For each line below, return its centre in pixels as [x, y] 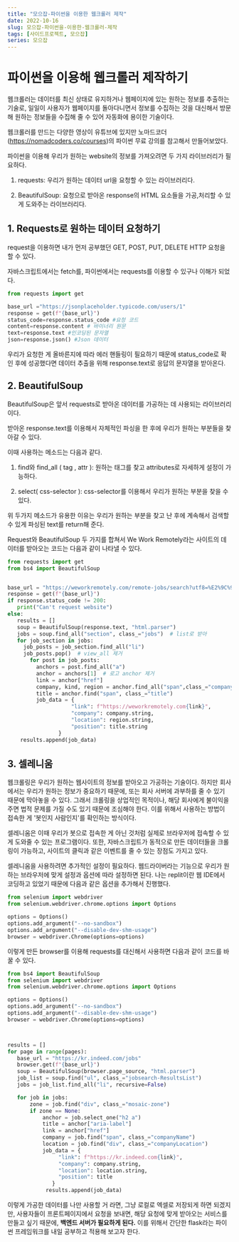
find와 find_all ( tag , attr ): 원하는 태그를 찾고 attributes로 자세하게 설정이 [121, 467]
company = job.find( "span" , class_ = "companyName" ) [119, 1137]
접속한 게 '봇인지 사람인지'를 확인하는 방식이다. [72, 818]
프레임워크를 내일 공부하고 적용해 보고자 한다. [78, 1231]
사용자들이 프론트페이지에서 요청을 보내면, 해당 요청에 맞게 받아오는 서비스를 [122, 1213]
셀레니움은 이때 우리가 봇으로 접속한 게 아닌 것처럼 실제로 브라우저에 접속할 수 [115, 833]
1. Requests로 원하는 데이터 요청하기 [84, 229]
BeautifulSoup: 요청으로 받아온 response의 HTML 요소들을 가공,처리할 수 [121, 195]
